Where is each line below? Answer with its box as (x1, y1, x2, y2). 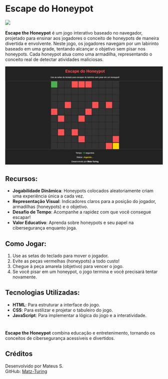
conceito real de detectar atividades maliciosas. (5, 56, 104, 62)
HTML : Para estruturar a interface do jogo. (12, 301, 100, 307)
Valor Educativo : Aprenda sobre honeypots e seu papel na (12, 219, 134, 225)
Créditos (5, 349, 33, 358)
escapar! (12, 214, 31, 220)
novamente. (12, 274, 37, 280)
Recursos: (5, 174, 38, 183)
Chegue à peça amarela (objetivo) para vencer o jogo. (12, 263, 124, 269)
